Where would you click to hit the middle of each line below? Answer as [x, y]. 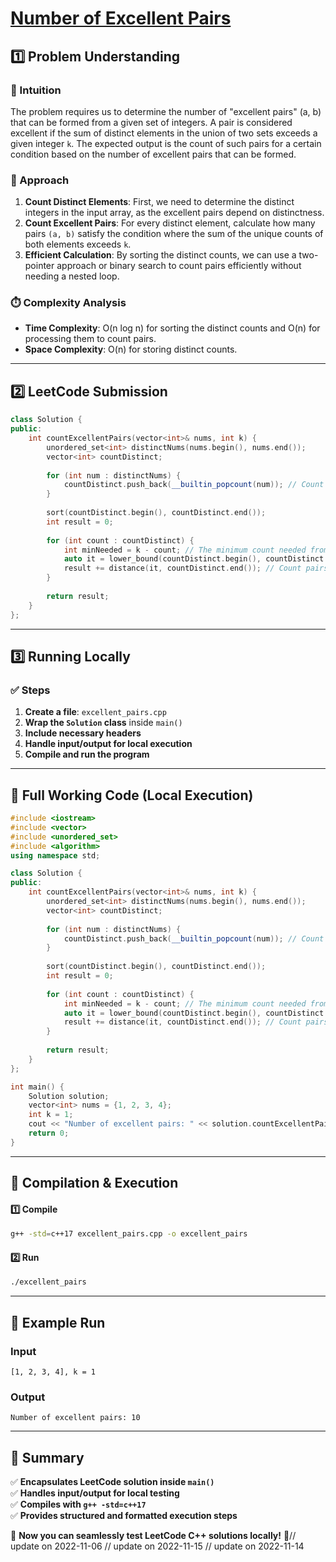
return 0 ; [49, 1133]
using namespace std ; [55, 855]
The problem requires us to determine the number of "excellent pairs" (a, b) [166, 111]
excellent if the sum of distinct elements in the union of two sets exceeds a [164, 133]
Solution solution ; [69, 1096]
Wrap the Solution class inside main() [103, 723]
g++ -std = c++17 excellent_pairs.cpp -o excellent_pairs [129, 1234]
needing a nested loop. [72, 276]
